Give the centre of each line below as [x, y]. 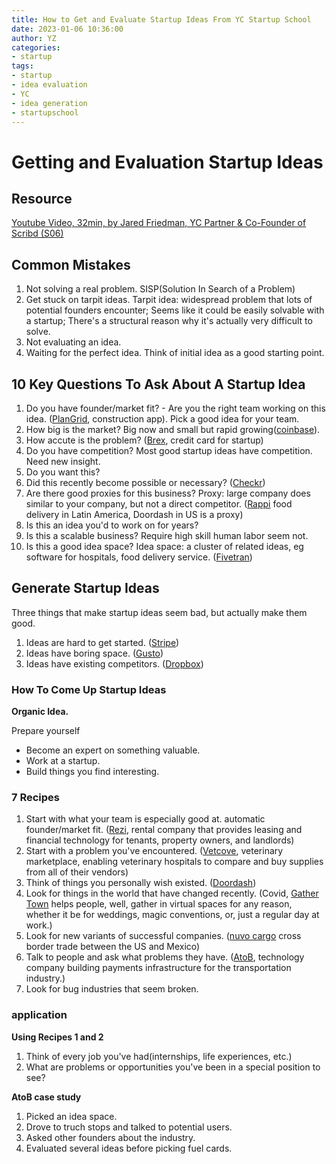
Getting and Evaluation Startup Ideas [167, 162]
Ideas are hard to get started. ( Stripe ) [102, 642]
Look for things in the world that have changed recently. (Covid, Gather [172, 893]
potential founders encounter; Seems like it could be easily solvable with [175, 310]
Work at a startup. [63, 761]
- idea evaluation [49, 85]
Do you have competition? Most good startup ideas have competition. [169, 450]
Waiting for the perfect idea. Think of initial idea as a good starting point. [175, 353]
